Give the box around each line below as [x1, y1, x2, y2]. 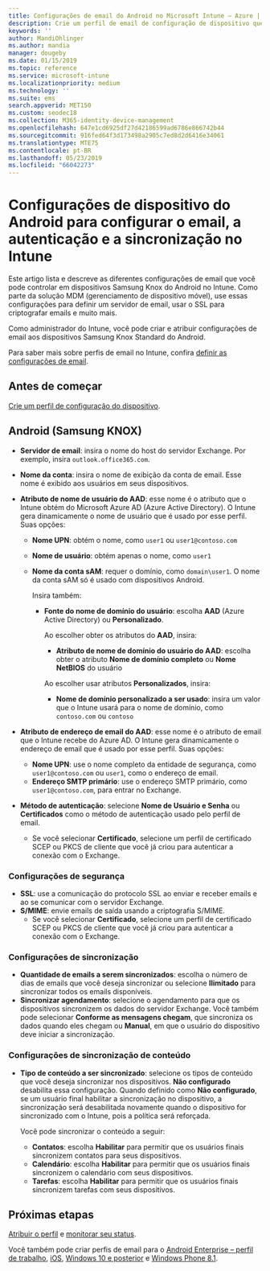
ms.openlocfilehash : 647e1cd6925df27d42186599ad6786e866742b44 [8, 124, 225, 132]
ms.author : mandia [8, 42, 70, 50]
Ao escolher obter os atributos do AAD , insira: [43, 630, 197, 640]
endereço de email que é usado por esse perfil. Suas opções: [19, 743, 224, 753]
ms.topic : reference [8, 64, 78, 72]
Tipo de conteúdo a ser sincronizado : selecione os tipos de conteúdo [19, 1067, 253, 1078]
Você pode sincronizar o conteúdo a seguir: [19, 1126, 166, 1136]
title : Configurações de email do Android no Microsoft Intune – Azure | [8, 11, 261, 20]
